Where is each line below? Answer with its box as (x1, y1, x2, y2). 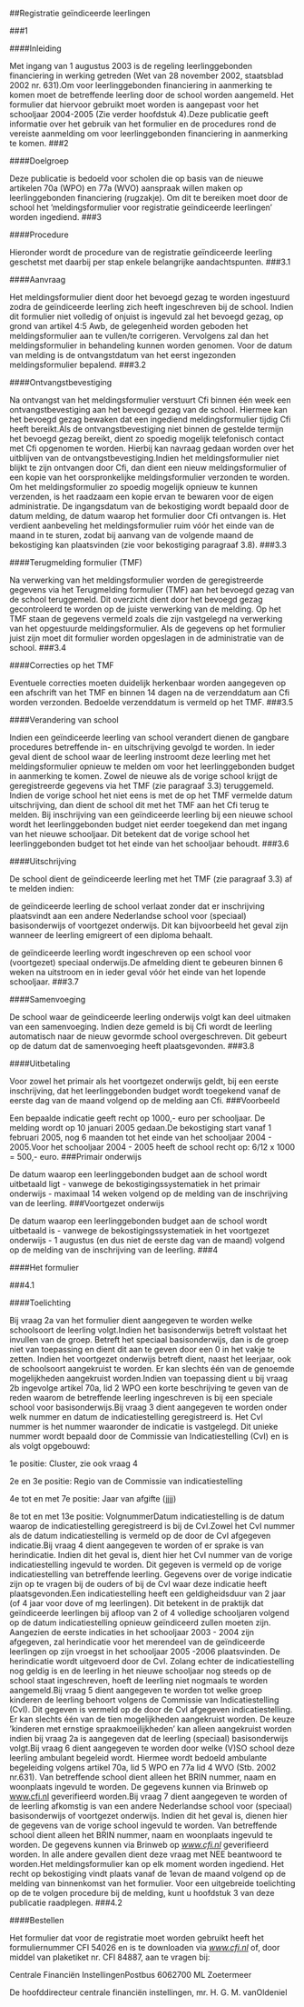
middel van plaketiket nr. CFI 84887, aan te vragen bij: (9, 1952, 211, 1962)
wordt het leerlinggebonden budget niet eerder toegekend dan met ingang (9, 819, 288, 830)
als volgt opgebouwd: (9, 1441, 91, 1451)
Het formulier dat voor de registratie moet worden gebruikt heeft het (9, 1932, 265, 1943)
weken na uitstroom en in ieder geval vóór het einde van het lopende (9, 967, 266, 977)
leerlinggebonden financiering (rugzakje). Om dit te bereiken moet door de (9, 193, 289, 203)
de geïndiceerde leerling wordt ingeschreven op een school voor (9, 947, 252, 958)
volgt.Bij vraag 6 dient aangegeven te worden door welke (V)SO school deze (9, 1742, 295, 1753)
